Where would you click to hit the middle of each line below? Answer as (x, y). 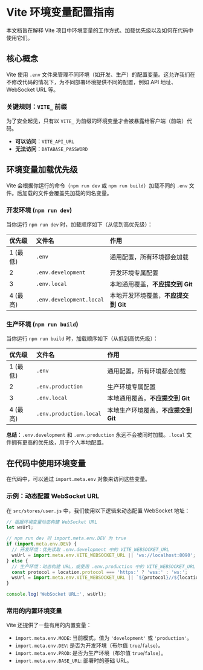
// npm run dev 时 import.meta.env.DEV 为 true (66, 538)
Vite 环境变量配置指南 (60, 12)
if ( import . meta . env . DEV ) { (42, 544)
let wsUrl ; (20, 527)
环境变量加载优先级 (42, 170)
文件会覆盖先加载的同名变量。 (75, 193)
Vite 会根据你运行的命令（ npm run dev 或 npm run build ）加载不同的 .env (97, 185)
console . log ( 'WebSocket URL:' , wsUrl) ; (56, 594)
